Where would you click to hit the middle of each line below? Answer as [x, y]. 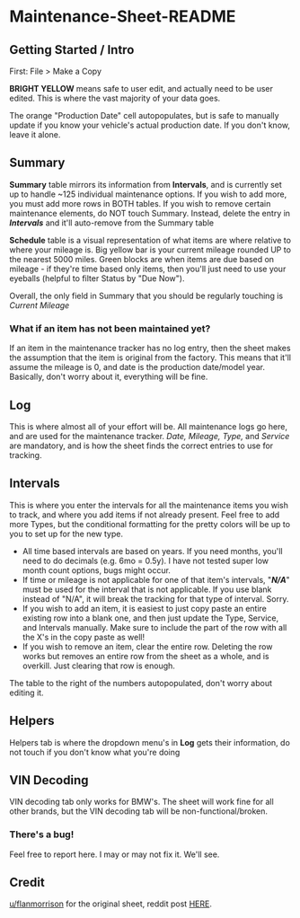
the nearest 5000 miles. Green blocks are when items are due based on [142, 259]
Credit [27, 883]
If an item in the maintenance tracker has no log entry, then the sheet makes [150, 349]
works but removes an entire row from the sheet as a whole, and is [146, 656]
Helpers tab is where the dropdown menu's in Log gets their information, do [150, 742]
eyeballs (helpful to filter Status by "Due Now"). [97, 278]
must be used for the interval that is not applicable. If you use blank [147, 589]
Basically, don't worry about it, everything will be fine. [109, 377]
